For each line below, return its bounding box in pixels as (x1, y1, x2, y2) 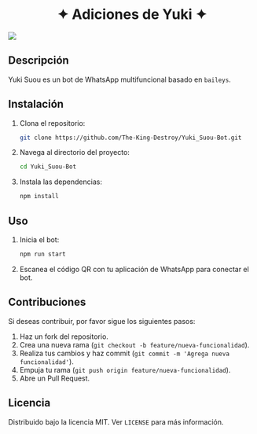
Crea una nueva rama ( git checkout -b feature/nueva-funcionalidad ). (19, 340, 250, 349)
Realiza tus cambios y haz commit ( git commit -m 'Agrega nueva (19, 348, 230, 358)
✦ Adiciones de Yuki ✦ (57, 6, 207, 24)
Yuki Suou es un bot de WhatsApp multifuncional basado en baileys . (8, 75, 232, 84)
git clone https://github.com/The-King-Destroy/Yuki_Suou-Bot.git (19, 134, 242, 142)
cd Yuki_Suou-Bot (19, 163, 77, 171)
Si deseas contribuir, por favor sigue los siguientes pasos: (8, 316, 196, 325)
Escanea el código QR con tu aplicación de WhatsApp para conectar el (19, 264, 249, 274)
